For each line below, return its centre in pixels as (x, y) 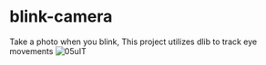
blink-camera (61, 17)
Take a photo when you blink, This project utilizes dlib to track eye (133, 42)
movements (31, 51)
